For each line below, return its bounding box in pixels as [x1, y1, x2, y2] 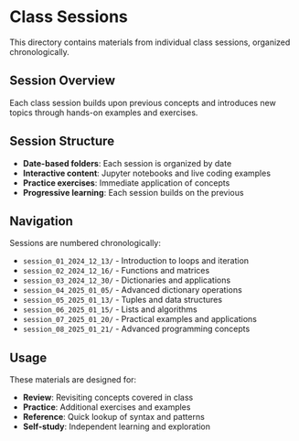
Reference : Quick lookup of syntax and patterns [22, 412, 206, 423]
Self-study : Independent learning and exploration [22, 421, 211, 432]
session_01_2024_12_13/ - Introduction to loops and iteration [22, 255, 250, 266]
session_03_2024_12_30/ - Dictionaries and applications [22, 274, 231, 285]
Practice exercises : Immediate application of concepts [22, 177, 230, 188]
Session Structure [9, 134, 115, 149]
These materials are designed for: [9, 374, 137, 385]
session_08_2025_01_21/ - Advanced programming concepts [22, 323, 251, 335]
